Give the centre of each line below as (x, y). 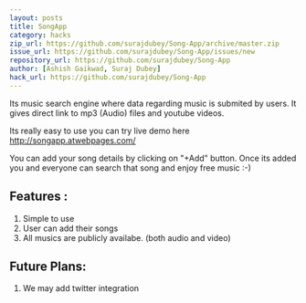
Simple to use (48, 218)
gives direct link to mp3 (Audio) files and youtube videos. (117, 113)
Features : (39, 197)
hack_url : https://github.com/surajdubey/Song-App (108, 78)
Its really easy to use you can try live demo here (100, 131)
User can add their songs (70, 228)
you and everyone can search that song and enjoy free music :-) (130, 167)
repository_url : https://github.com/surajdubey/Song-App (120, 60)
